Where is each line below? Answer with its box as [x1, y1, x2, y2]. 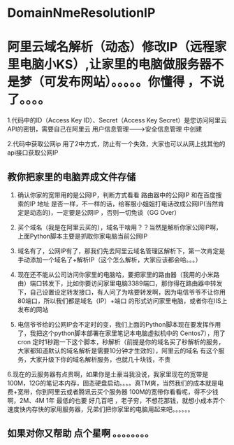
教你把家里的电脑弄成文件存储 [7, 171, 136, 183]
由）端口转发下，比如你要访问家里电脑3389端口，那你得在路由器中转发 [17, 278, 223, 288]
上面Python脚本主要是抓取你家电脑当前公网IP [17, 232, 148, 240]
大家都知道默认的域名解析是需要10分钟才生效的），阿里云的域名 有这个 [17, 346, 219, 355]
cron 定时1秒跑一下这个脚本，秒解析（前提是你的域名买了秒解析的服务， [17, 337, 225, 346]
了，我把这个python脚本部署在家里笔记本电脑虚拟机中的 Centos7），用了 [17, 329, 226, 337]
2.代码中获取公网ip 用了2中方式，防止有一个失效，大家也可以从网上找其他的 [7, 140, 226, 148]
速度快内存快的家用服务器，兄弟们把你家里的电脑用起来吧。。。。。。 [7, 404, 194, 414]
